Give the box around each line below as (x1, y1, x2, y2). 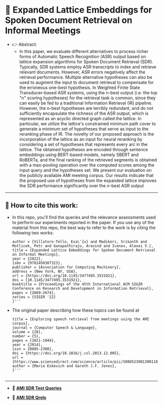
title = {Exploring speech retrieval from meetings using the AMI (12, 317, 149, 321)
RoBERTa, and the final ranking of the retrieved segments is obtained (19, 157, 157, 162)
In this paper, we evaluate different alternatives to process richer (19, 48, 149, 54)
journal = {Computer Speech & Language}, (12, 325, 97, 330)
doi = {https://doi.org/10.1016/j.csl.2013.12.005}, (12, 351, 121, 355)
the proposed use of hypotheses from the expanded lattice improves (19, 177, 157, 183)
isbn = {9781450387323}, (12, 260, 63, 265)
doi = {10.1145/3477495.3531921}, (12, 277, 82, 282)
